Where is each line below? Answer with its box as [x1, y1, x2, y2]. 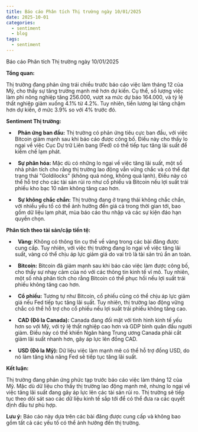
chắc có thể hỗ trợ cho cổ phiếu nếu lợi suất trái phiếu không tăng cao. [14, 305, 187, 312]
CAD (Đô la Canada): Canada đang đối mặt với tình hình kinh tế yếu [17, 316, 182, 324]
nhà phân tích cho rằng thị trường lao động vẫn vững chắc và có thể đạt [14, 165, 190, 172]
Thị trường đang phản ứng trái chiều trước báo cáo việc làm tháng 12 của [6, 81, 183, 88]
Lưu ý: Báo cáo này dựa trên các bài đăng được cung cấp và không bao [6, 412, 181, 420]
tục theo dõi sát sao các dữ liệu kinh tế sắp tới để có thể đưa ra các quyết [6, 395, 185, 402]
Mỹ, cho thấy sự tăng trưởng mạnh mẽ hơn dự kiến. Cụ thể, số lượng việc [6, 87, 184, 94]
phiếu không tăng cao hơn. [14, 281, 81, 288]
